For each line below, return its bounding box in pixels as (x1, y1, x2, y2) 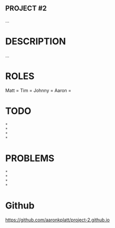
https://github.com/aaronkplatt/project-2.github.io (5, 217, 110, 223)
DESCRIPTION (5, 36, 66, 47)
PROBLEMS (5, 152, 54, 164)
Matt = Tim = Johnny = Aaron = (5, 87, 72, 94)
